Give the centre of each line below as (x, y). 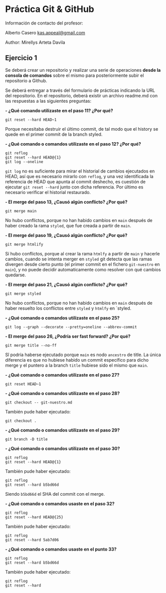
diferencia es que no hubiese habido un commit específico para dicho (77, 360)
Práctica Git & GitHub (50, 9)
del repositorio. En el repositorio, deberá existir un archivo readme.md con (82, 95)
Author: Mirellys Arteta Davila (35, 42)
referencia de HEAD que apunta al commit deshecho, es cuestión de (76, 182)
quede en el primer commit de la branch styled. (54, 134)
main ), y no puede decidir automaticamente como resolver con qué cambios (83, 269)
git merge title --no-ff (31, 345)
